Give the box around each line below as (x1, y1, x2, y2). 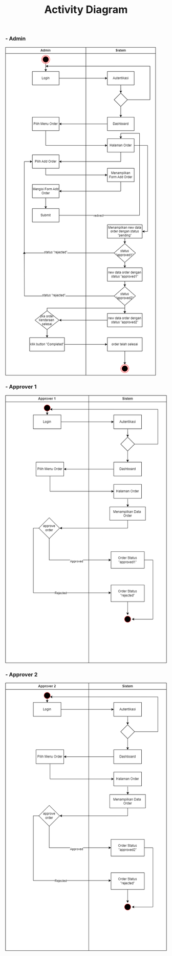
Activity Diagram (44, 3, 128, 16)
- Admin (5, 35, 26, 42)
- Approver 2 (5, 671, 38, 678)
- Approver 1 (5, 383, 37, 390)
